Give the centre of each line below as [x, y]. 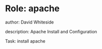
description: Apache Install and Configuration [51, 31]
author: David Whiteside [30, 22]
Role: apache [33, 9]
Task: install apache [25, 41]
